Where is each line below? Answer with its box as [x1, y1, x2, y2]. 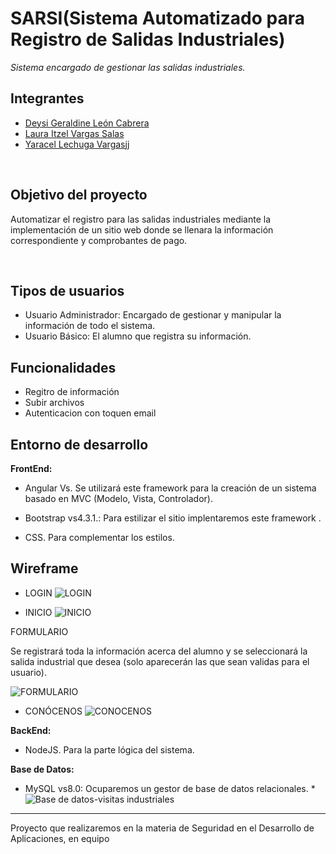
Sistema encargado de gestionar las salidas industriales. [10, 61, 246, 73]
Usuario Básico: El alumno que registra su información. [24, 330, 252, 342]
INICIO [24, 606, 53, 618]
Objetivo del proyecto [10, 187, 148, 204]
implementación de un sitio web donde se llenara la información [10, 223, 274, 236]
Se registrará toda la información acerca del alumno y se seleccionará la [10, 645, 308, 657]
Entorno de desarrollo [10, 436, 149, 453]
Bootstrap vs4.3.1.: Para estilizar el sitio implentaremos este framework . [24, 512, 322, 524]
